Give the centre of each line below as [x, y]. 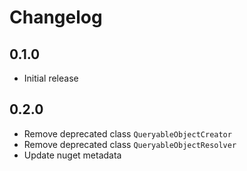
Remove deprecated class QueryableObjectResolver [130, 144]
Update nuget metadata [72, 155]
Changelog [56, 17]
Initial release [51, 78]
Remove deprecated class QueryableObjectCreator [127, 133]
